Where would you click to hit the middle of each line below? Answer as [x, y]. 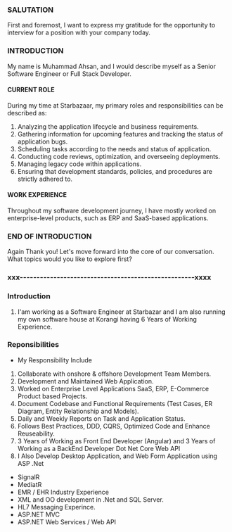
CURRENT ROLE [31, 90]
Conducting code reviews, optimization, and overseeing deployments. [119, 156]
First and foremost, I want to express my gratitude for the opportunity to [111, 25]
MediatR [30, 484]
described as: [27, 113]
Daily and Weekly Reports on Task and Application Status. [101, 418]
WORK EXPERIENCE [37, 195]
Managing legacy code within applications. [79, 164]
